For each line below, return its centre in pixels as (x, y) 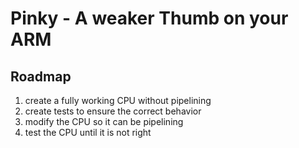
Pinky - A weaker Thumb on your (149, 18)
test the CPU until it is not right (88, 132)
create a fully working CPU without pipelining (118, 100)
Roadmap (41, 76)
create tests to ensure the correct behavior (113, 111)
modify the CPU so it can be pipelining (104, 121)
